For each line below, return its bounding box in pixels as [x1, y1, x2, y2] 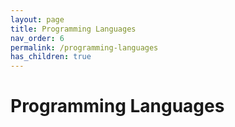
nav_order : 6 [10, 33, 65, 43]
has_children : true [10, 52, 92, 62]
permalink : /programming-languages [10, 42, 159, 53]
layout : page [10, 14, 65, 25]
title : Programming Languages [10, 24, 137, 34]
